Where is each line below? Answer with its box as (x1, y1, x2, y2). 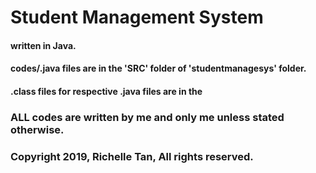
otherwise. (10, 122, 65, 136)
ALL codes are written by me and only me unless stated (10, 110, 285, 124)
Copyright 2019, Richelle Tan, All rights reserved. (10, 149, 254, 163)
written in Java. (10, 39, 77, 51)
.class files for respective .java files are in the (10, 85, 203, 97)
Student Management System (10, 6, 264, 29)
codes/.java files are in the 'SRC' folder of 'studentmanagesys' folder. (10, 62, 307, 75)
